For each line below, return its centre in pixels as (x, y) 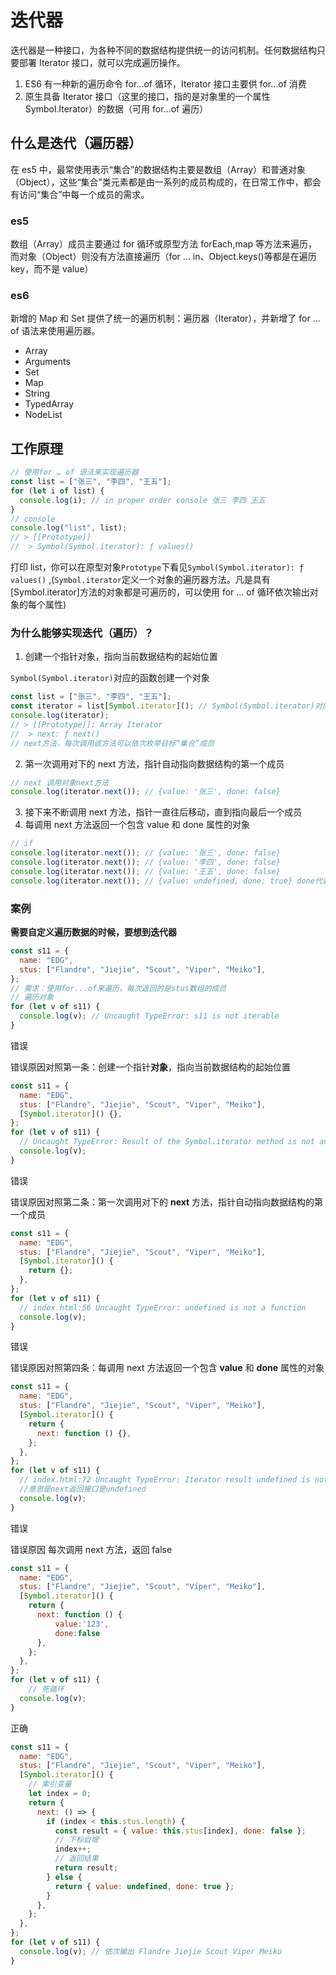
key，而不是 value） (52, 269)
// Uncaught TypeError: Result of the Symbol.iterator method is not (167, 1142)
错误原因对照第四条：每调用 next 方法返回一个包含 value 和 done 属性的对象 (167, 1368)
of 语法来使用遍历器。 (55, 331)
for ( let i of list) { (57, 491)
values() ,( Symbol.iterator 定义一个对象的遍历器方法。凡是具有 (140, 580)
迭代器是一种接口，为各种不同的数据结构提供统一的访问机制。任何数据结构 (163, 50)
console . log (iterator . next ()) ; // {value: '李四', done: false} (145, 862)
